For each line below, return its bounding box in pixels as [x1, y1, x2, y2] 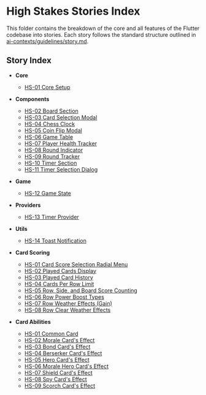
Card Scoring [15, 249, 50, 256]
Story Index [6, 55, 52, 66]
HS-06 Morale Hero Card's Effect [24, 363, 109, 370]
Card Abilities [15, 318, 51, 325]
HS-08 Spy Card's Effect [24, 375, 87, 383]
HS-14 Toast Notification [24, 237, 87, 244]
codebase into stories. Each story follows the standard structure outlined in [6, 31, 196, 38]
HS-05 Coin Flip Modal [24, 127, 83, 134]
